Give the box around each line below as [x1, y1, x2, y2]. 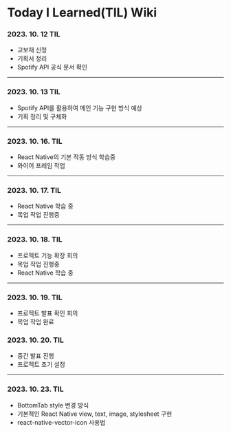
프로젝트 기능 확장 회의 [16, 251, 78, 260]
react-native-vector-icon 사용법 [16, 418, 106, 426]
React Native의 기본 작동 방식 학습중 [16, 153, 115, 161]
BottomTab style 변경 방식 [16, 401, 89, 409]
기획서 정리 [16, 54, 47, 63]
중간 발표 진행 [16, 352, 54, 360]
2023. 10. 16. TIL [7, 136, 63, 146]
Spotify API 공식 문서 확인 [16, 63, 88, 72]
